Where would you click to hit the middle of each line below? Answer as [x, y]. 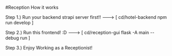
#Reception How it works [32, 7]
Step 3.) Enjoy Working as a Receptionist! [49, 48]
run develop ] [20, 23]
